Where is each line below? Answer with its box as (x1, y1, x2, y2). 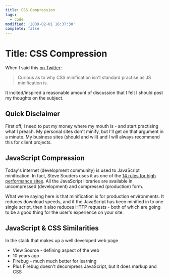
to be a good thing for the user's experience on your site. (5, 209, 124, 215)
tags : (5, 12, 17, 17)
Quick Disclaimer (5, 110, 61, 118)
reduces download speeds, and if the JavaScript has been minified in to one (5, 198, 164, 205)
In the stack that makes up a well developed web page (5, 237, 119, 243)
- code (10, 17, 24, 22)
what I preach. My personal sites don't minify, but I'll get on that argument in (5, 128, 164, 134)
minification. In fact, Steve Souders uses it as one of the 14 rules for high (5, 172, 156, 178)
